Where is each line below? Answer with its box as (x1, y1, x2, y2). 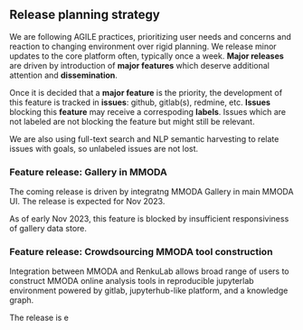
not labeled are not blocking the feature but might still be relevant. (9, 116, 255, 127)
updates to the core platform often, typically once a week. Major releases (9, 50, 285, 61)
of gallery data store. (9, 223, 88, 234)
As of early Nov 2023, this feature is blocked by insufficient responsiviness (9, 213, 289, 224)
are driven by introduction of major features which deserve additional (9, 60, 270, 71)
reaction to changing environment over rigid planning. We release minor (9, 41, 278, 52)
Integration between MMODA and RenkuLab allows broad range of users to (9, 266, 289, 277)
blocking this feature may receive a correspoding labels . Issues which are (9, 106, 287, 117)
